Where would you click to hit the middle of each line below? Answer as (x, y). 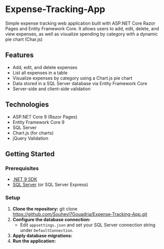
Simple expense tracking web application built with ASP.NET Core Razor (80, 23)
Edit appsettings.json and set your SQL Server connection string (88, 225)
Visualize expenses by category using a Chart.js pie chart (72, 78)
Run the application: (34, 241)
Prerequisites (22, 168)
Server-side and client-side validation (51, 89)
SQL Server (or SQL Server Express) (50, 184)
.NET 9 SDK (25, 179)
